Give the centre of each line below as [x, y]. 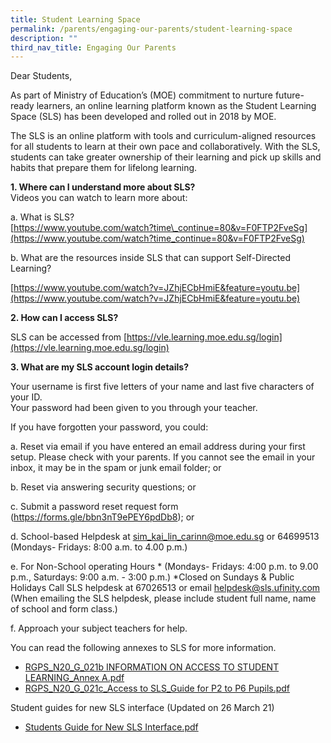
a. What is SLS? [42, 217]
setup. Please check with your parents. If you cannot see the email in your [163, 457]
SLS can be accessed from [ [69, 337]
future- [289, 95]
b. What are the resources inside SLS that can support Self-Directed [150, 258]
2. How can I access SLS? [64, 318]
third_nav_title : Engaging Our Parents [93, 47]
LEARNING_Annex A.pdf [74, 678]
